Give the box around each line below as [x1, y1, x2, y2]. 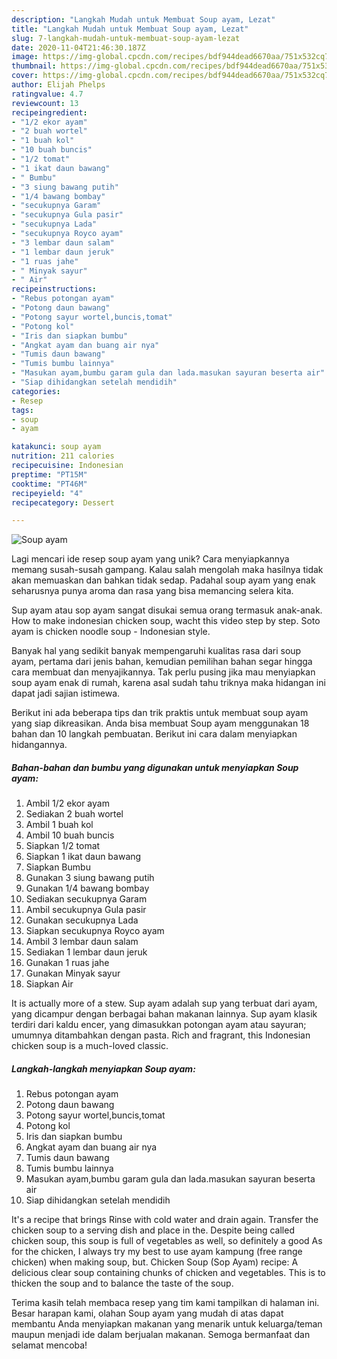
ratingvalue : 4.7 [11, 89, 84, 99]
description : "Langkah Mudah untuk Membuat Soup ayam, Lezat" [11, 14, 276, 25]
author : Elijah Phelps [11, 80, 106, 90]
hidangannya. [11, 739, 68, 751]
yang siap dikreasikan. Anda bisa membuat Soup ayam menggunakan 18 [11, 717, 310, 730]
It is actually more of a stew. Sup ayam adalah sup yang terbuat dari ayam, [11, 997, 318, 1010]
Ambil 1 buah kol [25, 819, 94, 831]
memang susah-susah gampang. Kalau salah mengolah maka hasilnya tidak [11, 564, 324, 576]
